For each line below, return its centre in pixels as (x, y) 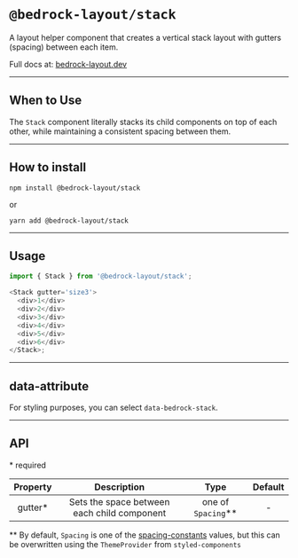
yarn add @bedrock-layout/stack (69, 220)
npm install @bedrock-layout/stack (75, 188)
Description (119, 487)
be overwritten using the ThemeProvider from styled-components (125, 544)
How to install (48, 167)
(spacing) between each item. (64, 47)
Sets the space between (119, 501)
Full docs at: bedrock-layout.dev (68, 64)
